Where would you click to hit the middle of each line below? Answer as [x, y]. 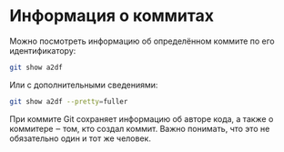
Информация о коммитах [112, 16]
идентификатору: [43, 50]
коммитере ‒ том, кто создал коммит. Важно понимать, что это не [140, 128]
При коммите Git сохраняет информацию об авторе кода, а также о [142, 118]
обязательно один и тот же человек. [81, 138]
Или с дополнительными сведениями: [84, 85]
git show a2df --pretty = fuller [69, 101]
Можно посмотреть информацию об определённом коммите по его [142, 41]
